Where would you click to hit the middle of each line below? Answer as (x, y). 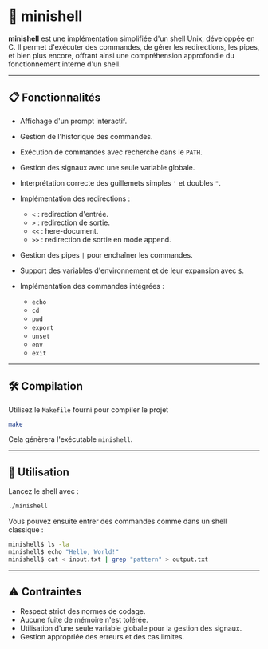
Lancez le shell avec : (44, 491)
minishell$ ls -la (39, 545)
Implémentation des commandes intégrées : (92, 286)
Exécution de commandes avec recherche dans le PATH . (111, 152)
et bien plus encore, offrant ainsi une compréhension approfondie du (121, 55)
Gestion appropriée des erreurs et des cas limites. (102, 636)
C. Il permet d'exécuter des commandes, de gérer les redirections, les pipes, (134, 46)
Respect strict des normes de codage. (83, 611)
